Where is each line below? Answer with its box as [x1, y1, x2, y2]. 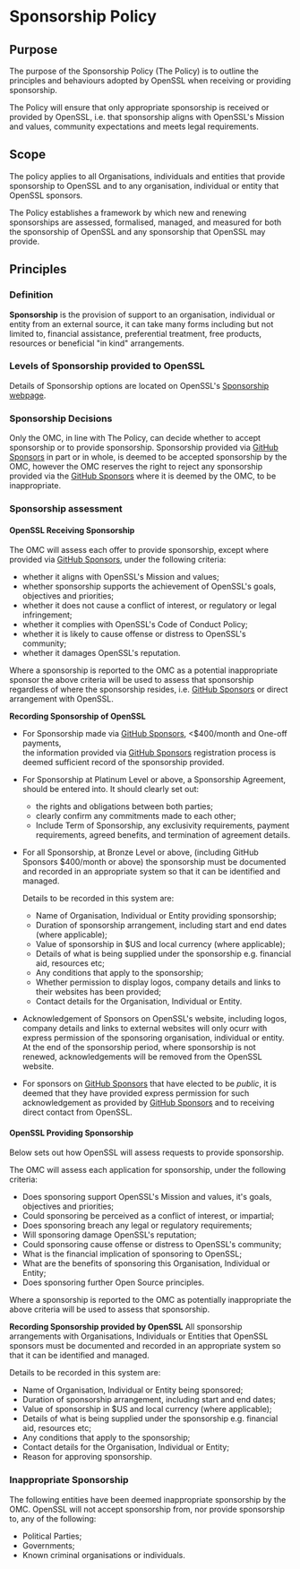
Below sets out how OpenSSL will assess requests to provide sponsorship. [9, 1147, 285, 1158]
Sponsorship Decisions [9, 412, 113, 425]
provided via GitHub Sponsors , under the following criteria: [9, 554, 227, 565]
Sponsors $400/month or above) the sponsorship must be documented [21, 857, 287, 867]
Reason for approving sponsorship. [21, 1452, 152, 1462]
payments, [21, 737, 62, 749]
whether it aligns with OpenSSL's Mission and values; [21, 572, 219, 582]
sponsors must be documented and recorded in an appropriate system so [9, 1341, 281, 1351]
